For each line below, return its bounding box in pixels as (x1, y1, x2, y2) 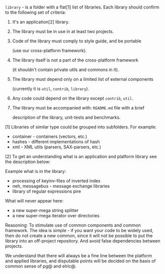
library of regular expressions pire (12, 188, 81, 194)
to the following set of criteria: (5, 9, 66, 15)
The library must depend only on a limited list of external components (12, 76, 154, 82)
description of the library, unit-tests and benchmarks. (12, 114, 121, 120)
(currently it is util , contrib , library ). (12, 86, 90, 92)
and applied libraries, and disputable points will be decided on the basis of (5, 258, 156, 264)
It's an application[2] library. (12, 19, 70, 25)
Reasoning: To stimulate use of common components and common (5, 222, 141, 228)
